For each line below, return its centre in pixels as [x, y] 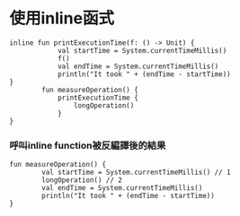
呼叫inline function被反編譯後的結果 [88, 145]
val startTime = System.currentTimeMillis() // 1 [136, 173]
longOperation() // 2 [82, 180]
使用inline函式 [62, 18]
